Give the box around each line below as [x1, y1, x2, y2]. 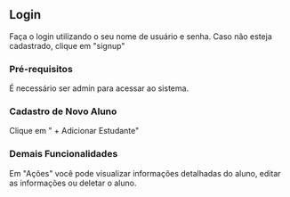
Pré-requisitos [9, 62, 73, 75]
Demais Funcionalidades [9, 148, 118, 160]
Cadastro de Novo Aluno [9, 105, 117, 118]
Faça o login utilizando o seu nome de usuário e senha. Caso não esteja [9, 30, 273, 42]
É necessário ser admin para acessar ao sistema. [9, 83, 189, 94]
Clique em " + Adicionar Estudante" [9, 126, 140, 136]
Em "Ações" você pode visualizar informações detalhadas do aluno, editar [9, 168, 282, 178]
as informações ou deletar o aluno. [9, 177, 137, 188]
